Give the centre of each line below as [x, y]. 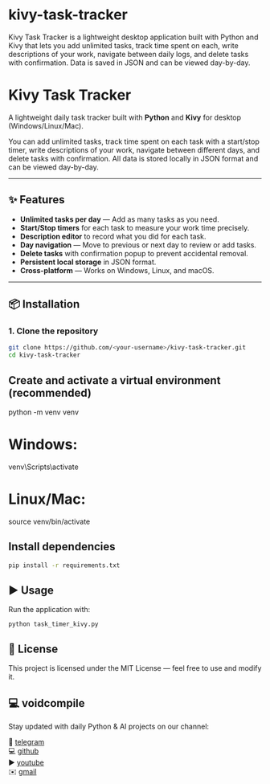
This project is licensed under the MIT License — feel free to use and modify [135, 668]
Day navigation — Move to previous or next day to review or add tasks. [138, 245]
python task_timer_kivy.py [53, 624]
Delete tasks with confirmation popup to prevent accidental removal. [134, 253]
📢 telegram [27, 741]
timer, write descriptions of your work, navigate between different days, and [134, 149]
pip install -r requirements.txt [64, 565]
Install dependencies [62, 547]
